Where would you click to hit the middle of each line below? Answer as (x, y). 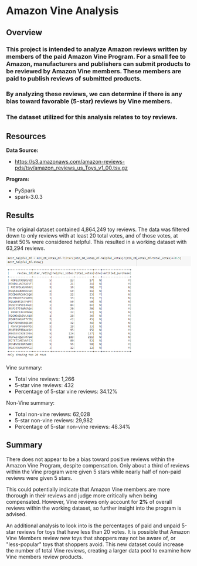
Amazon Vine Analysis (62, 11)
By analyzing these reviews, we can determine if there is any (94, 94)
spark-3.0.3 (28, 197)
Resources (26, 136)
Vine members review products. (45, 557)
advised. (16, 514)
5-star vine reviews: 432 (44, 385)
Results (20, 215)
